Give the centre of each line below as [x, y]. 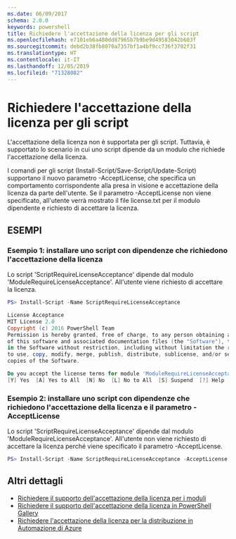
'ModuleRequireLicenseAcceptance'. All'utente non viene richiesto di [107, 439]
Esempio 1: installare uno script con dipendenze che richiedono [118, 250]
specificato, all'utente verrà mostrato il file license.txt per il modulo [104, 201]
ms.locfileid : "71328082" [45, 73]
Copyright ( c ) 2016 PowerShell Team [61, 328]
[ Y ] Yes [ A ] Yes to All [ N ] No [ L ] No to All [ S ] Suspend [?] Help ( [119, 380]
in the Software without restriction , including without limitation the [116, 348]
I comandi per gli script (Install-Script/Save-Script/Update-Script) [102, 171]
